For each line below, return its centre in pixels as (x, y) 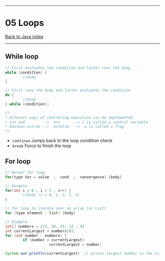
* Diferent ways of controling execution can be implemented (69, 117)
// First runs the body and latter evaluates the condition (68, 91)
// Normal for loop (25, 172)
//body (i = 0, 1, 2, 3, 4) (51, 195)
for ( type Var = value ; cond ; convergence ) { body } (63, 177)
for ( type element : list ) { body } (41, 213)
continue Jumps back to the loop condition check (62, 141)
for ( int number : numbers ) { (36, 235)
